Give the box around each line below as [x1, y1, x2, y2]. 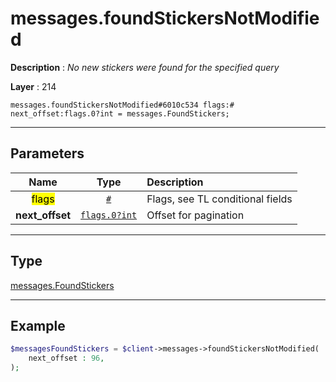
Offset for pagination [146, 208, 245, 222]
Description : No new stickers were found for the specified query [10, 61, 280, 73]
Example [10, 317, 66, 334]
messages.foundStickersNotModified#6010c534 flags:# [10, 100, 235, 110]
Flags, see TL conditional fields [146, 192, 293, 206]
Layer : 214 [10, 80, 57, 92]
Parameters [10, 145, 85, 162]
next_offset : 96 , [28, 353, 105, 364]
